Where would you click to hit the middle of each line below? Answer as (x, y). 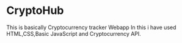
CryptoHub (35, 11)
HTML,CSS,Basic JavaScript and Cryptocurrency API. (74, 33)
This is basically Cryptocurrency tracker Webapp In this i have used (91, 27)
